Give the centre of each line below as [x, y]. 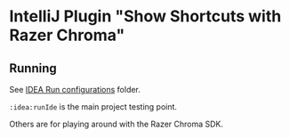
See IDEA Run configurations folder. [75, 89]
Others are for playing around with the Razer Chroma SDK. [117, 124]
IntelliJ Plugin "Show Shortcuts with [145, 16]
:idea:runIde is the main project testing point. [93, 107]
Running [33, 68]
